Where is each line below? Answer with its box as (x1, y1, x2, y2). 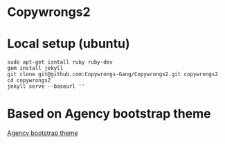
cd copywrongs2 (7, 77, 51, 84)
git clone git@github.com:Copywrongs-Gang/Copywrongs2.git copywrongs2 (7, 71, 218, 78)
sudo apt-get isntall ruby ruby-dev (7, 59, 113, 66)
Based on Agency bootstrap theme (7, 106, 211, 122)
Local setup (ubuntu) (7, 36, 130, 52)
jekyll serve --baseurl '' (7, 83, 85, 90)
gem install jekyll (7, 65, 64, 72)
